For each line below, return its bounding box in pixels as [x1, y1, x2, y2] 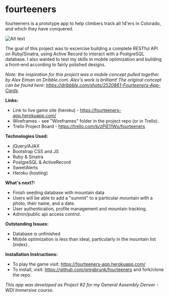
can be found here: [5, 82, 45, 88]
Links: [5, 97, 19, 103]
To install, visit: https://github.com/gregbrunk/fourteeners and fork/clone [12, 266, 164, 272]
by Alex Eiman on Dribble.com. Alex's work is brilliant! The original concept [5, 77, 162, 83]
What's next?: [5, 179, 36, 185]
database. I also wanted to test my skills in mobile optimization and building [5, 56, 162, 62]
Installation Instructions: [5, 251, 58, 257]
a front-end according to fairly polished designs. [5, 61, 106, 67]
